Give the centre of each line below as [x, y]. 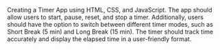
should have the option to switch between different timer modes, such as [110, 24]
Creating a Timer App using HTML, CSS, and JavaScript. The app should [110, 10]
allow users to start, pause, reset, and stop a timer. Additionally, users [106, 17]
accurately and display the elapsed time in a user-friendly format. [99, 39]
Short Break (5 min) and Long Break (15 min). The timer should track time [110, 32]
